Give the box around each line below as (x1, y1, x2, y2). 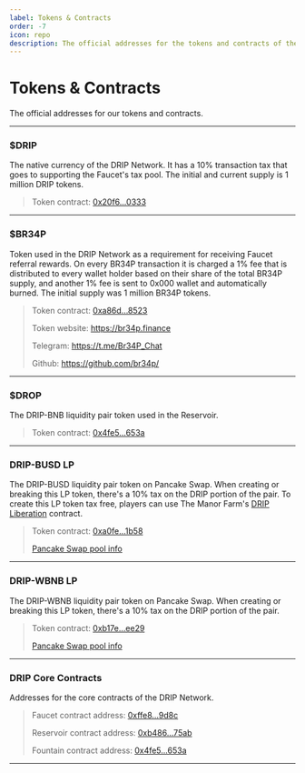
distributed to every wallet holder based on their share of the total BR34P (9, 267, 283, 278)
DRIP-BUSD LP (9, 458, 75, 471)
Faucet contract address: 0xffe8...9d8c (31, 709, 179, 720)
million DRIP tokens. (9, 179, 84, 190)
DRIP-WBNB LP (9, 575, 78, 587)
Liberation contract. (9, 508, 84, 519)
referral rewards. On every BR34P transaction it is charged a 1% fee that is (9, 258, 288, 269)
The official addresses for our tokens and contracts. (9, 108, 204, 119)
